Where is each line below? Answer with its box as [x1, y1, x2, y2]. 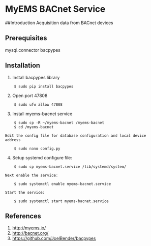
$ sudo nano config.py [14, 146, 60, 151]
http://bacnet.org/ [12, 230, 49, 236]
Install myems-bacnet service [12, 111, 73, 117]
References [5, 212, 41, 220]
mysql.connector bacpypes [5, 47, 60, 53]
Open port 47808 [12, 92, 48, 98]
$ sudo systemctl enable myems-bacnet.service [14, 181, 111, 186]
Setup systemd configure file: [12, 154, 72, 160]
